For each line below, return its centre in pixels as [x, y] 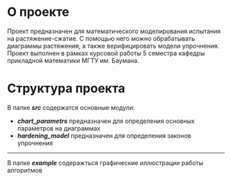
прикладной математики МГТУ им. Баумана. [73, 60]
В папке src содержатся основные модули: [71, 107]
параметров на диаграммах [59, 128]
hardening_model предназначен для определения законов [104, 135]
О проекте [38, 12]
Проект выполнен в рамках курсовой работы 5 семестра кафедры [106, 53]
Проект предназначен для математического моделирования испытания [114, 31]
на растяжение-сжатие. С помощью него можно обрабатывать [101, 38]
